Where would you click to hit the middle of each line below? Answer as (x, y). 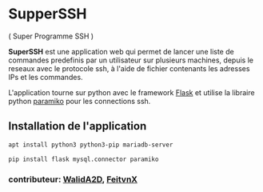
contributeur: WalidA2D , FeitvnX (73, 179)
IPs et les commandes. (46, 77)
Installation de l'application (78, 126)
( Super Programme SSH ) (51, 36)
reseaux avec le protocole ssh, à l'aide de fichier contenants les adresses (129, 68)
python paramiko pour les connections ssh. (80, 101)
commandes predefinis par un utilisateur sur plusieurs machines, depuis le (131, 60)
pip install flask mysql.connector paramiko (84, 159)
